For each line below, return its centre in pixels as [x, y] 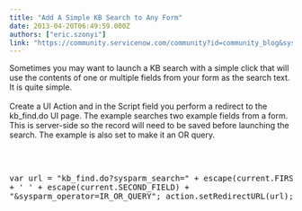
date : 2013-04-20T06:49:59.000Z [70, 26]
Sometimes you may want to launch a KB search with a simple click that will [149, 68]
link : [19, 43]
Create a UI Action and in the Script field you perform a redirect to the [138, 106]
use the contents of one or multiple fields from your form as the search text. [150, 78]
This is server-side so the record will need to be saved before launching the [149, 126]
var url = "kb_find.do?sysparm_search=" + [104, 179]
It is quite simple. [41, 87]
